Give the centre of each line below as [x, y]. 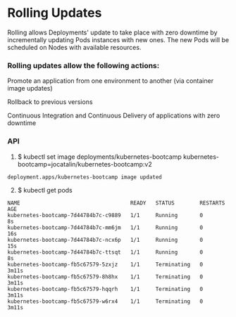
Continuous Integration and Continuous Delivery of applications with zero [114, 116]
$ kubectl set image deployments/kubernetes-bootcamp [99, 157]
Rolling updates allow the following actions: [83, 65]
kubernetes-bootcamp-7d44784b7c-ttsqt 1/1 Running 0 [105, 252]
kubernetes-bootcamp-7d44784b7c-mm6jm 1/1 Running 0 [105, 227]
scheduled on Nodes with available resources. [74, 47]
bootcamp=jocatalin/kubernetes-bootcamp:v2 [85, 164]
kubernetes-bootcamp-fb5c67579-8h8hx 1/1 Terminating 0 [105, 277]
